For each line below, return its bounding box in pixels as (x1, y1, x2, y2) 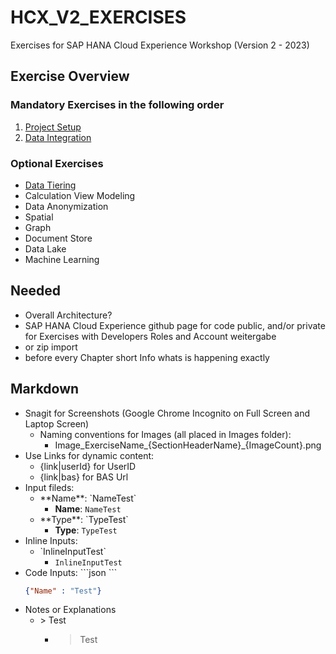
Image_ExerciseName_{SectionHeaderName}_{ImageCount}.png (54, 439, 322, 451)
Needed (10, 282, 62, 300)
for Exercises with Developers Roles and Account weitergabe (24, 330, 277, 342)
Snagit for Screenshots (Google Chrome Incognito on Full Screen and (24, 407, 311, 419)
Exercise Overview (10, 68, 130, 85)
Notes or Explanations (24, 604, 117, 616)
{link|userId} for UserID (39, 460, 137, 472)
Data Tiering (24, 179, 77, 191)
